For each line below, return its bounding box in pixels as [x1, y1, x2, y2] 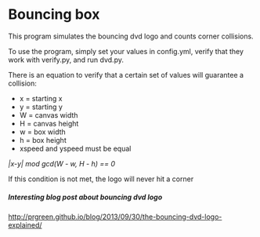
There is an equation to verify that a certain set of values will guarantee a [8, 70, 244, 79]
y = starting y [19, 102, 63, 111]
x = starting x [19, 93, 63, 103]
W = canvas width [19, 110, 78, 119]
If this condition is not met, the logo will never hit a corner [8, 174, 194, 184]
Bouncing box [8, 5, 100, 24]
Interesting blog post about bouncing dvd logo [8, 192, 163, 202]
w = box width [19, 127, 67, 137]
